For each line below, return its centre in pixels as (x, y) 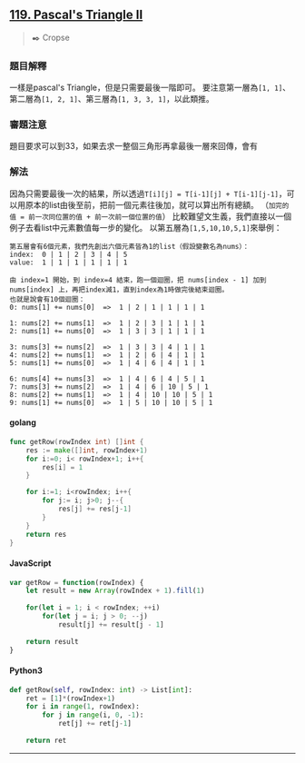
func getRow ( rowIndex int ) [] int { (77, 441)
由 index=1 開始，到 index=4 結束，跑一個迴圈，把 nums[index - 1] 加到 (138, 280)
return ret (46, 740)
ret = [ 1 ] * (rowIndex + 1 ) (71, 699)
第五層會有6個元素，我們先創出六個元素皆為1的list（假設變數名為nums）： (129, 246)
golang (23, 422)
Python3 (26, 670)
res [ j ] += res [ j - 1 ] (94, 509)
